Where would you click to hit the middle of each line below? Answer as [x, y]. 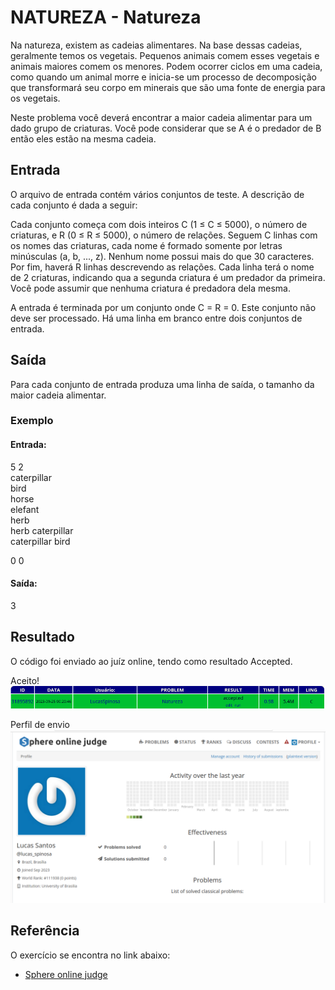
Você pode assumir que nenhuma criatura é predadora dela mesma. [150, 288]
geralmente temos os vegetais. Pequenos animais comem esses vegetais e [165, 55]
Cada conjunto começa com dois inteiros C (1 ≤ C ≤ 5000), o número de [159, 224]
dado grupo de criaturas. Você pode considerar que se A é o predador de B [166, 128]
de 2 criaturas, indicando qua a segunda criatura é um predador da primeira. [168, 277]
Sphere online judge [66, 974]
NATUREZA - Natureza [106, 17]
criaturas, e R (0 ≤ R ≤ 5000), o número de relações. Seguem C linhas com [164, 235]
